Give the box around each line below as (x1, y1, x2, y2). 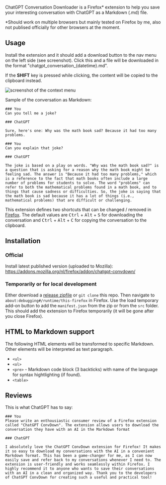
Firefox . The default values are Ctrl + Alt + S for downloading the (5, 211, 143, 218)
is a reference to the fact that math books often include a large (5, 176, 148, 181)
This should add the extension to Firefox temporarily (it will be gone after (5, 308, 154, 314)
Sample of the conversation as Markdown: (5, 97, 92, 102)
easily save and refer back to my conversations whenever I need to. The (5, 458, 162, 463)
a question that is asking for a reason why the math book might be (5, 167, 150, 172)
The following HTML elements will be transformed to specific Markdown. (5, 341, 155, 347)
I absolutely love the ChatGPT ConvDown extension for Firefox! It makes (5, 445, 162, 450)
